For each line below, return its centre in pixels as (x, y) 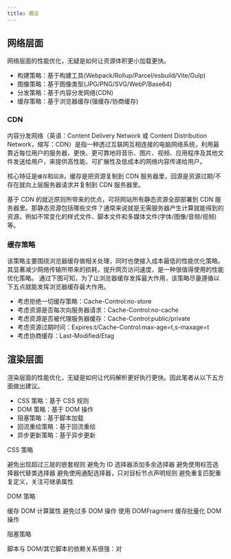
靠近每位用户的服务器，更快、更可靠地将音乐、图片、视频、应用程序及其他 (112, 153)
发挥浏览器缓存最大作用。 (73, 287)
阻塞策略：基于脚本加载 (50, 418)
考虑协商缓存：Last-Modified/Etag (66, 336)
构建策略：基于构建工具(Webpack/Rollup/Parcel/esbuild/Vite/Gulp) (111, 76)
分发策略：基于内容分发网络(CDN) (65, 93)
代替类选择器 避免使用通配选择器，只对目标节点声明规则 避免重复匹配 (117, 473)
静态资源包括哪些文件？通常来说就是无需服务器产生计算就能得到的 (130, 208)
